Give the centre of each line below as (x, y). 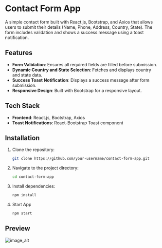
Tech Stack (22, 106)
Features (19, 53)
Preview (18, 229)
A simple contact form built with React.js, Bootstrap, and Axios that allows (79, 22)
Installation (22, 138)
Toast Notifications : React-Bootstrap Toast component (68, 123)
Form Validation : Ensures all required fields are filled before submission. (85, 64)
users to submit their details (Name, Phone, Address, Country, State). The (79, 27)
